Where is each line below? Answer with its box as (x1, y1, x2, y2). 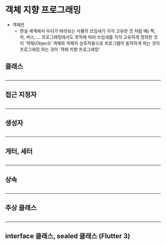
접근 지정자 (5, 91, 37, 99)
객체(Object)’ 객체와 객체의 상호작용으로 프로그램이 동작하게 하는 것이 (26, 40, 160, 46)
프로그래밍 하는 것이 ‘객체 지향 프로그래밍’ (19, 46, 100, 52)
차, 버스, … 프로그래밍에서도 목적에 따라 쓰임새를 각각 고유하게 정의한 (19, 34, 153, 40)
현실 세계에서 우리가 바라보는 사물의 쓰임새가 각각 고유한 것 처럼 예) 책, (19, 28, 156, 34)
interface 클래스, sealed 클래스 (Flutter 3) (5, 232, 130, 241)
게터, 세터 (5, 147, 33, 155)
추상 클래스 (5, 204, 37, 212)
